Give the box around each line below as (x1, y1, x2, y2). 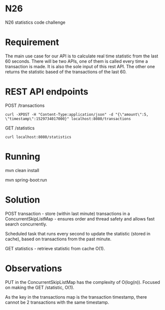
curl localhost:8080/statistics (5, 134, 71, 139)
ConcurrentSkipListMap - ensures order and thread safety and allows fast (5, 216, 155, 221)
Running (5, 151, 40, 162)
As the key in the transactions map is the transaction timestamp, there (5, 294, 147, 300)
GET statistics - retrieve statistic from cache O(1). (5, 245, 105, 251)
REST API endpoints (5, 86, 89, 97)
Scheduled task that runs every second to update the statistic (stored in (5, 230, 151, 236)
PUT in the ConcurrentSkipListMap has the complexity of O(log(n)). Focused (5, 279, 160, 285)
